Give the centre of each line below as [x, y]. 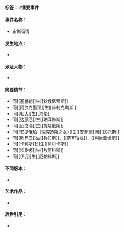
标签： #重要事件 [22, 7]
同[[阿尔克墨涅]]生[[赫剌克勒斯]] [44, 107]
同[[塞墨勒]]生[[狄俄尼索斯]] [40, 101]
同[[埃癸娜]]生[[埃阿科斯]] [38, 150]
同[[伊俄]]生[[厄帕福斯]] [36, 156]
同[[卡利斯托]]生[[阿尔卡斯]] [40, 144]
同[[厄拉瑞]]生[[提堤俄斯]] [38, 126]
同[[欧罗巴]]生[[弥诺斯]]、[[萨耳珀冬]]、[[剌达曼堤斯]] [65, 138]
